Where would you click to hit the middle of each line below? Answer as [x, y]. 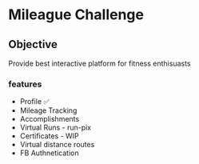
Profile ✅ [35, 102]
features [25, 84]
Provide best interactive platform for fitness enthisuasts [99, 63]
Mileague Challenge [76, 15]
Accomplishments [50, 119]
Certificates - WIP [50, 136]
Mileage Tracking [48, 110]
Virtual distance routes [57, 145]
